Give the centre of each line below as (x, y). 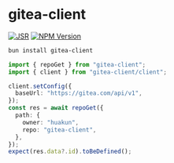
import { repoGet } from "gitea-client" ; (77, 64)
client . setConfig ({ (40, 86)
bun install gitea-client (50, 50)
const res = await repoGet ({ (56, 108)
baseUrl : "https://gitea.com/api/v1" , (79, 93)
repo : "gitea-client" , (59, 130)
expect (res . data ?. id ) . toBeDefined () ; (70, 152)
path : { (28, 115)
